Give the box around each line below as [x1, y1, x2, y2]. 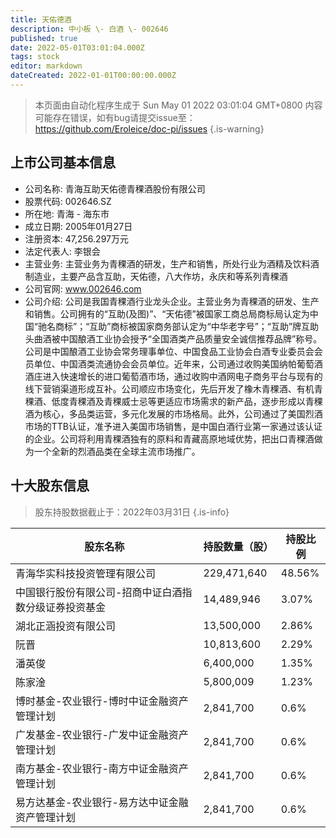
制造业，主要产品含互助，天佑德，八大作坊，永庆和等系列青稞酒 [24, 270, 288, 282]
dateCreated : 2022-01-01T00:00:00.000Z [10, 71, 177, 81]
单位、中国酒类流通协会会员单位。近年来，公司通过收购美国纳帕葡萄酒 [33, 357, 323, 370]
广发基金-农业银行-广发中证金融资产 [15, 727, 189, 741]
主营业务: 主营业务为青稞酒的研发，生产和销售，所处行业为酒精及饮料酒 [24, 257, 320, 270]
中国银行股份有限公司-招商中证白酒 [15, 585, 183, 599]
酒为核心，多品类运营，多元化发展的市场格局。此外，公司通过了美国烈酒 [24, 407, 323, 420]
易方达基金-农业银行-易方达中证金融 [15, 795, 189, 809]
